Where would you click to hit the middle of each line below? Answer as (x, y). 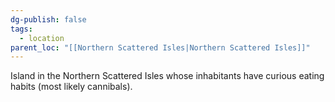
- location (42, 38)
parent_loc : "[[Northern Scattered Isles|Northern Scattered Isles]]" (160, 47)
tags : (21, 29)
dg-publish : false (48, 19)
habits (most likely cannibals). (71, 87)
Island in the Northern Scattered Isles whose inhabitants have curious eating (167, 76)
